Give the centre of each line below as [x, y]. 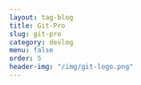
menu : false [31, 50]
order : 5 [25, 58]
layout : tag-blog [41, 17]
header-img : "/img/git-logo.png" [71, 67]
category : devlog [41, 42]
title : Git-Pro [37, 26]
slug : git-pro [36, 34]
